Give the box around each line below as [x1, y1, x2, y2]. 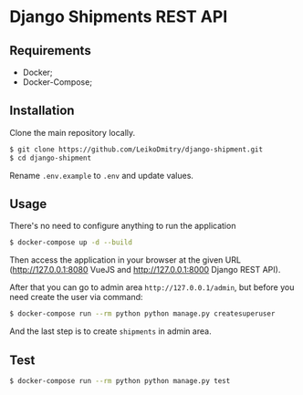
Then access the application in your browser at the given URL [9, 255, 242, 265]
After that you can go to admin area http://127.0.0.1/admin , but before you [9, 282, 295, 293]
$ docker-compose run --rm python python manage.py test [9, 376, 231, 385]
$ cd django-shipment [9, 153, 92, 162]
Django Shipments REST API [9, 6, 228, 27]
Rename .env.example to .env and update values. [9, 170, 194, 181]
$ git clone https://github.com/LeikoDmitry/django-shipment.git [9, 144, 263, 154]
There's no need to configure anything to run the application [9, 221, 236, 232]
